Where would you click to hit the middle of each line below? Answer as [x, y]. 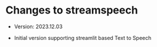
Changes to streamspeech [72, 10]
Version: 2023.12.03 [38, 26]
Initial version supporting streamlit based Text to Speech [83, 38]
